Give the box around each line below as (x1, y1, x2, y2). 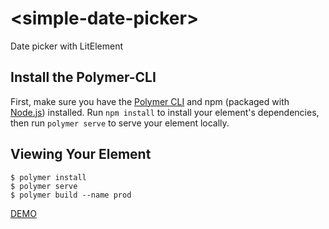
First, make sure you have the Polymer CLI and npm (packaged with (10, 95, 290, 107)
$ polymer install (10, 172, 87, 182)
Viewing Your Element (10, 146, 152, 163)
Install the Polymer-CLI (10, 69, 157, 86)
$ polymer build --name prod (10, 190, 132, 200)
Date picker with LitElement (10, 40, 123, 52)
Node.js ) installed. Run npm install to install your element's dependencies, (10, 106, 320, 118)
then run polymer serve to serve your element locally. (10, 117, 230, 129)
